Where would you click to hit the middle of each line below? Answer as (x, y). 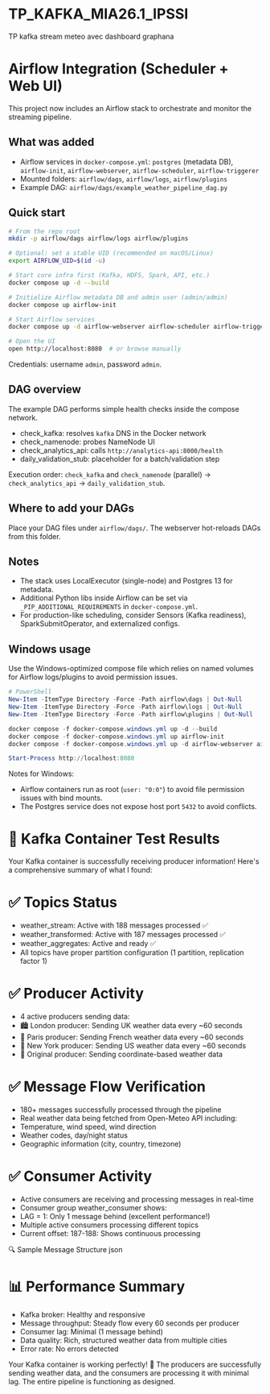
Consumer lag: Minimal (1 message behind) (91, 1331)
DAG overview (45, 390)
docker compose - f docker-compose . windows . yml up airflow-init (117, 736)
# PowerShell (30, 692)
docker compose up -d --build (59, 283)
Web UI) (35, 86)
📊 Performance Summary (97, 1287)
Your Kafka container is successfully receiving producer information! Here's (134, 861)
